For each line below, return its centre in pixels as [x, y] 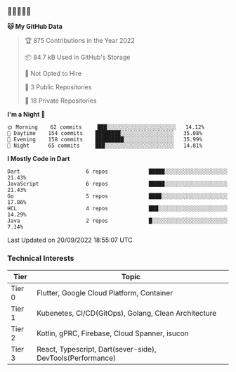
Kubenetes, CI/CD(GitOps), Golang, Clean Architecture [126, 313]
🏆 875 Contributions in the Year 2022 [79, 41]
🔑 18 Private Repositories [60, 101]
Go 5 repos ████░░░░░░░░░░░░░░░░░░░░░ [118, 196]
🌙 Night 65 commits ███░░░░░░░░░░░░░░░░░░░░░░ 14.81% [105, 146]
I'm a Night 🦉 [26, 115]
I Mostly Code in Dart [39, 159]
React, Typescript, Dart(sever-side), [96, 349]
